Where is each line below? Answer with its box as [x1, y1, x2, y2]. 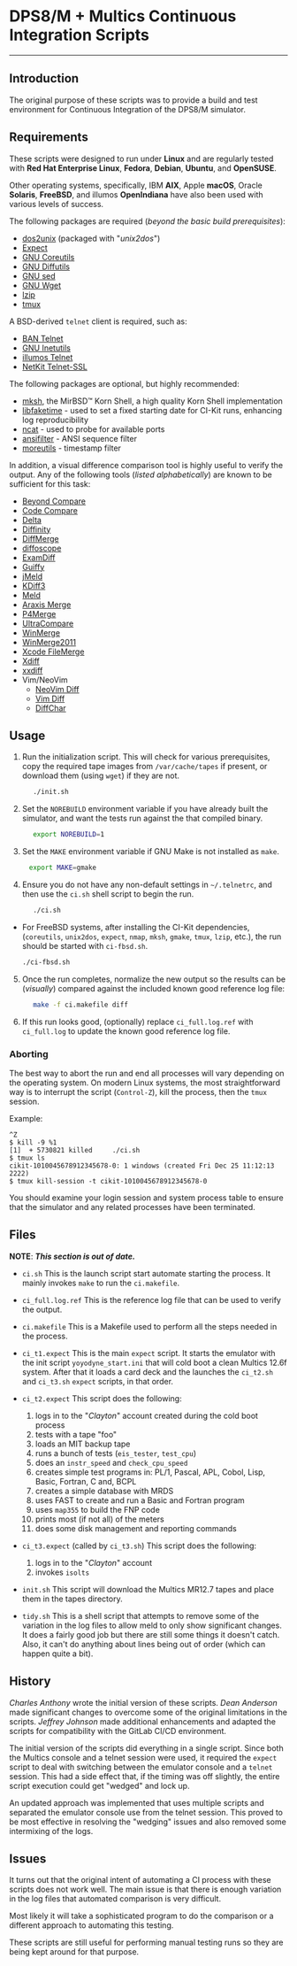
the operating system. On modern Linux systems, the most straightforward [9, 1077, 281, 1088]
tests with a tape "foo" [34, 1429, 118, 1439]
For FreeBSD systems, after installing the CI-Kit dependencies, [21, 921, 250, 932]
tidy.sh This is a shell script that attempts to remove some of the [21, 1610, 259, 1621]
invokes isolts [34, 1567, 90, 1577]
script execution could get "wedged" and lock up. [9, 1780, 190, 1791]
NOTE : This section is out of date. [9, 1251, 135, 1261]
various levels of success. [9, 198, 104, 209]
